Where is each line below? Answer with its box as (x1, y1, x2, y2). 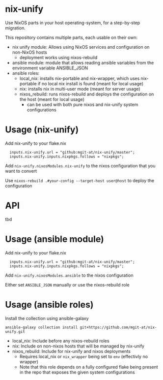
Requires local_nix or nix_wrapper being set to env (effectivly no (19, 353, 148, 359)
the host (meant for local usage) (19, 96, 85, 102)
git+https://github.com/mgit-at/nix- (80, 325, 157, 330)
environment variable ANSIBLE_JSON (12, 65, 88, 71)
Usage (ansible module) (5, 234, 104, 245)
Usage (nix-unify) (5, 124, 79, 135)
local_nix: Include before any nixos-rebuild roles (12, 338, 109, 344)
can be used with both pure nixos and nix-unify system (27, 101, 138, 107)
